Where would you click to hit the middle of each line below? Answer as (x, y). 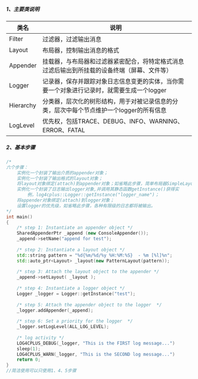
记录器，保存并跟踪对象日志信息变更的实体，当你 (110, 81)
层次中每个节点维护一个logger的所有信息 (110, 110)
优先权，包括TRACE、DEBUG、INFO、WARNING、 (113, 121)
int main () (19, 217)
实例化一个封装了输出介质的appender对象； (62, 173)
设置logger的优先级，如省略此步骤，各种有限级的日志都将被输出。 (86, 206)
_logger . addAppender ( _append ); (55, 310)
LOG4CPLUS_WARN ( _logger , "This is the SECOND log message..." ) (96, 354)
